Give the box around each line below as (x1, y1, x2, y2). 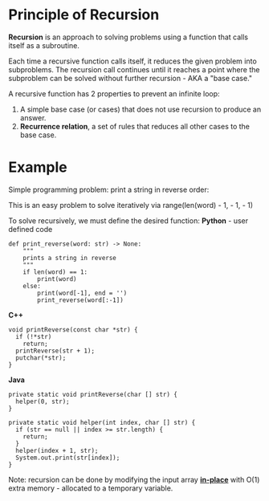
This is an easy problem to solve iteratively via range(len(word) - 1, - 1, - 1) (8, 200, 254, 210)
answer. (19, 112, 47, 122)
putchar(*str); (15, 353, 67, 362)
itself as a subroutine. (8, 40, 80, 50)
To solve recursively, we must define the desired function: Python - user (8, 215, 249, 226)
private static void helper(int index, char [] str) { (8, 418, 196, 426)
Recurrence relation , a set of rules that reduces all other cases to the (19, 121, 251, 131)
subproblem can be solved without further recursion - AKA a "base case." (8, 73, 253, 83)
